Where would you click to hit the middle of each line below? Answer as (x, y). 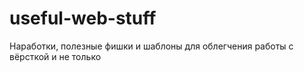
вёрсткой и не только (55, 56)
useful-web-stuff (83, 18)
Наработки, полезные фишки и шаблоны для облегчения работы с (151, 46)
